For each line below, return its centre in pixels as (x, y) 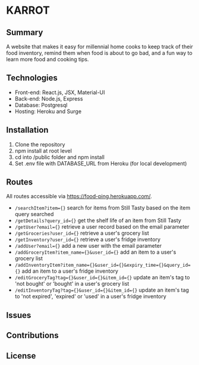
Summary (25, 32)
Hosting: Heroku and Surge (48, 111)
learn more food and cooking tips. (48, 59)
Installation (27, 130)
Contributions (32, 336)
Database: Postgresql (41, 105)
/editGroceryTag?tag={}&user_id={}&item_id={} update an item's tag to (102, 277)
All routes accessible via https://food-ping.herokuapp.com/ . (79, 196)
